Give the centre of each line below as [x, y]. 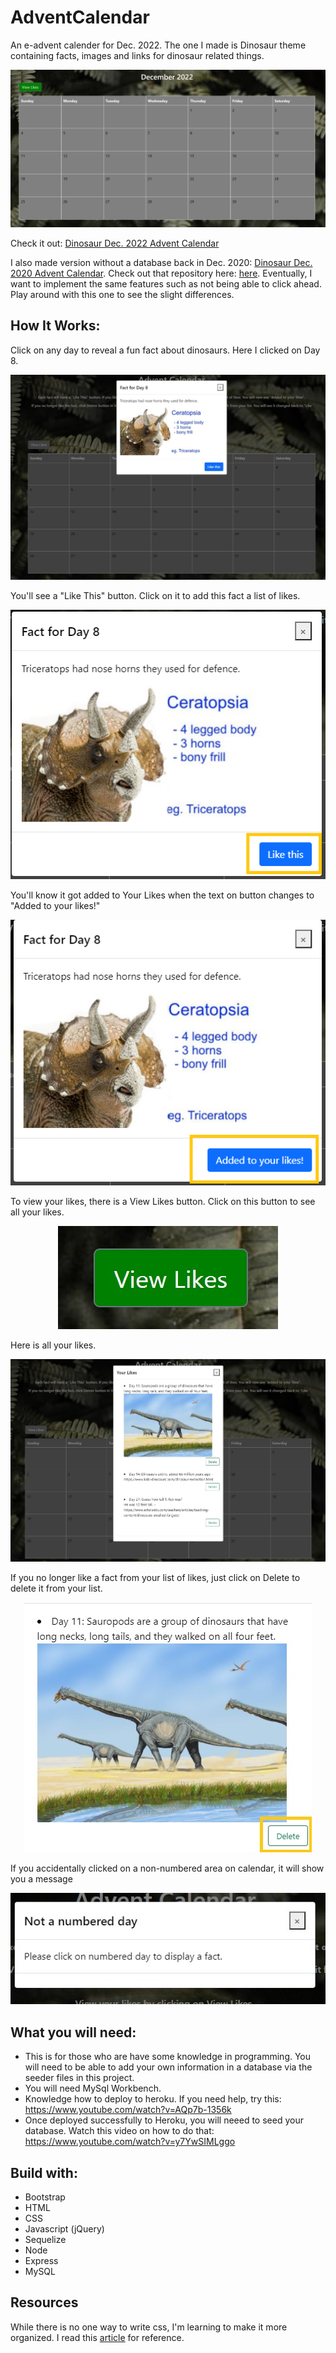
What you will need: [73, 2032]
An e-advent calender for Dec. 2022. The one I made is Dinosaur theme [158, 45]
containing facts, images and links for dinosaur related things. [137, 55]
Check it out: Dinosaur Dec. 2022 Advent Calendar [115, 243]
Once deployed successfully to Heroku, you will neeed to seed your [164, 2120]
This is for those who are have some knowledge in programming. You [168, 2057]
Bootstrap [45, 2197]
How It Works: [55, 326]
